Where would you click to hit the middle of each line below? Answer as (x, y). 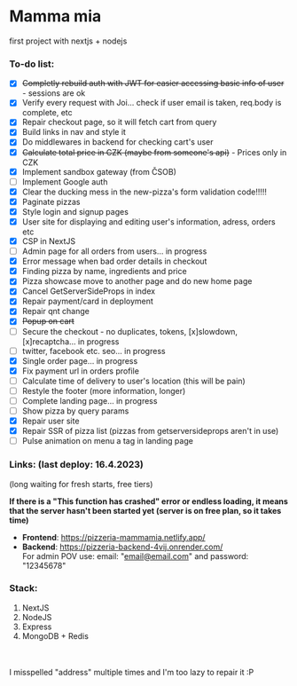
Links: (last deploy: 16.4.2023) (77, 465)
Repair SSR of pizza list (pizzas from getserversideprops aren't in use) (150, 431)
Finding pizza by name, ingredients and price (105, 272)
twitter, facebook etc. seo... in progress (94, 351)
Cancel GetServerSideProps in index (89, 291)
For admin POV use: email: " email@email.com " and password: (135, 556)
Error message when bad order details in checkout (114, 261)
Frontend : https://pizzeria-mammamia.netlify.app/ (113, 537)
